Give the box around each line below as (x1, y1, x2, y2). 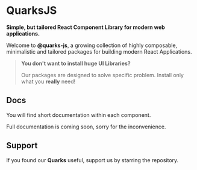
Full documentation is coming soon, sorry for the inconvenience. (6, 123, 166, 130)
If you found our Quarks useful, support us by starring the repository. (6, 156, 179, 163)
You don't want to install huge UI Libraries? (20, 60, 131, 67)
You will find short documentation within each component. (6, 111, 151, 118)
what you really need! (20, 78, 76, 85)
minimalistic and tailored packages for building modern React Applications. (6, 48, 192, 55)
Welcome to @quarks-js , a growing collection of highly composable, (6, 42, 178, 49)
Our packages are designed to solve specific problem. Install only (20, 71, 184, 78)
